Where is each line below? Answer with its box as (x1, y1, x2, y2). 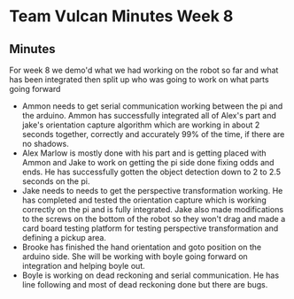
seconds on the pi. (21, 176, 90, 187)
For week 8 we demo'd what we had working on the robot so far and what (9, 65, 279, 75)
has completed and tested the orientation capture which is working (21, 195, 267, 205)
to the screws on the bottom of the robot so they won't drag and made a (21, 214, 286, 224)
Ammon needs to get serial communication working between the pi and (21, 101, 283, 111)
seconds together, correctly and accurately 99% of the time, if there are (21, 129, 285, 139)
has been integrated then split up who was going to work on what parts (9, 74, 269, 85)
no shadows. (21, 139, 69, 149)
